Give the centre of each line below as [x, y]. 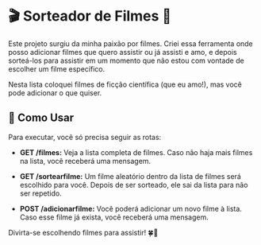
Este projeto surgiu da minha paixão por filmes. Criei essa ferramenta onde [131, 43]
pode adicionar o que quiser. [55, 92]
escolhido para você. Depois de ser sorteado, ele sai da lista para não [134, 185]
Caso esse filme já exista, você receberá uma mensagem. [114, 217]
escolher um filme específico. [57, 68]
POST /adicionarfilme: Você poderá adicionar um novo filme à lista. [130, 208]
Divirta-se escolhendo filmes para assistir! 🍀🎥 [83, 232]
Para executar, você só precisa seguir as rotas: [85, 137]
